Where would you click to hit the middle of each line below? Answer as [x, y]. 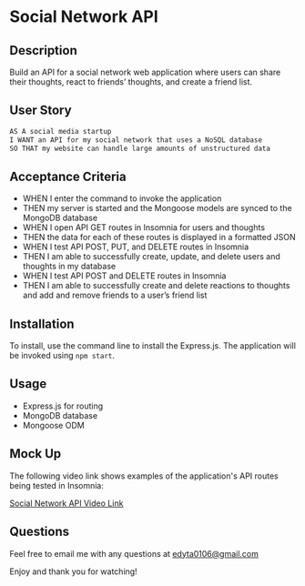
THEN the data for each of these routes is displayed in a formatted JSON [159, 237]
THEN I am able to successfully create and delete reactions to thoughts [156, 286]
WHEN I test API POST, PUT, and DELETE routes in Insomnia [136, 247]
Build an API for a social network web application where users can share [145, 72]
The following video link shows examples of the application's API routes [144, 476]
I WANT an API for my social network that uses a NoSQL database [136, 140]
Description [43, 51]
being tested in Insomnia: [57, 485]
